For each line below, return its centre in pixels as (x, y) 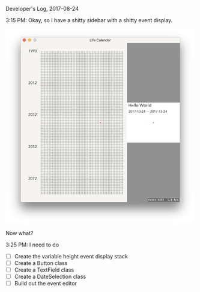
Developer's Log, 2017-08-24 (42, 9)
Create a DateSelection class (50, 276)
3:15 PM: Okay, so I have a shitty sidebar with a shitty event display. (89, 20)
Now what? (20, 233)
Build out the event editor (46, 283)
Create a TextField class (44, 270)
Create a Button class (41, 263)
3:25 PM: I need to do (32, 245)
